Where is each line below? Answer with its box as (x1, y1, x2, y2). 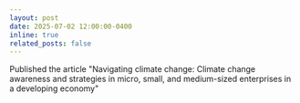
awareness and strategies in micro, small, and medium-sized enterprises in (9, 74, 292, 85)
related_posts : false (9, 38, 92, 48)
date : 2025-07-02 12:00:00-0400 (9, 22, 132, 31)
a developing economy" (9, 83, 99, 94)
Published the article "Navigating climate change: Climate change (9, 64, 256, 75)
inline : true (9, 30, 59, 39)
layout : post (9, 13, 59, 23)
